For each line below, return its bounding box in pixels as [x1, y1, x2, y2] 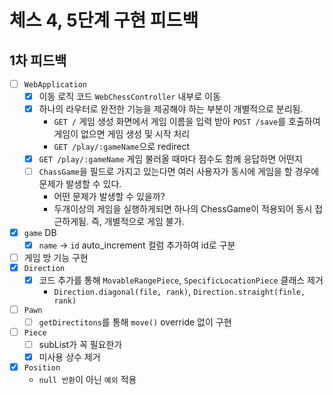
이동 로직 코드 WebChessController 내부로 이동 [38, 90, 221, 102]
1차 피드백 [9, 52, 67, 69]
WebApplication [23, 79, 88, 90]
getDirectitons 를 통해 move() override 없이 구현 [38, 316, 232, 328]
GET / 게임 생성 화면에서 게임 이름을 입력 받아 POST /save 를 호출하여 [53, 115, 321, 127]
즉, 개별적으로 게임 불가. [90, 216, 185, 228]
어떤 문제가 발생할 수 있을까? [53, 191, 166, 203]
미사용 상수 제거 [38, 351, 101, 363]
